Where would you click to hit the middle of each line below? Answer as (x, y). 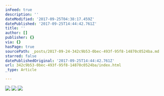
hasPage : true (20, 47)
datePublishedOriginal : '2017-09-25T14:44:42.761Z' (60, 61)
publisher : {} (20, 38)
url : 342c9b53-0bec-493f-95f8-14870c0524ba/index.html (63, 65)
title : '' (15, 28)
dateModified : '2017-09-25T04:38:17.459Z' (50, 19)
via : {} (13, 42)
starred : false (21, 56)
